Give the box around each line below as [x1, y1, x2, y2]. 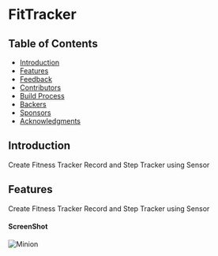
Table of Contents [8, 37, 99, 50]
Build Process [19, 91, 65, 100]
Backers [19, 100, 47, 109]
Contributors [19, 83, 62, 92]
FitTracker [8, 6, 77, 24]
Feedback [19, 75, 53, 83]
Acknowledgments [19, 117, 81, 125]
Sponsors [19, 108, 51, 117]
